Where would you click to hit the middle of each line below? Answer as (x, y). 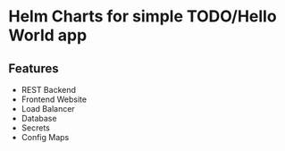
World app (48, 35)
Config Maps (45, 137)
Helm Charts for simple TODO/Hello (143, 17)
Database (39, 118)
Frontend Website (54, 99)
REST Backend (49, 90)
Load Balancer (48, 109)
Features (34, 68)
